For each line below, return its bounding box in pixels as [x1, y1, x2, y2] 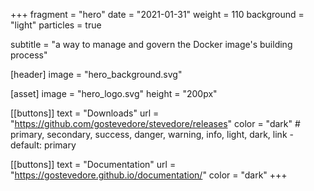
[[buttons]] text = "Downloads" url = [10, 107, 160, 119]
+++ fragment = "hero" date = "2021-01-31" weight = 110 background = [10, 9, 305, 20]
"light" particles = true [10, 19, 102, 31]
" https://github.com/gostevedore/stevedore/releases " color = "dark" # [10, 118, 301, 129]
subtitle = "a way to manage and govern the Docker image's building [10, 39, 293, 50]
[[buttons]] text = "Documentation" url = [10, 159, 177, 170]
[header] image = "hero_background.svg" [10, 69, 183, 80]
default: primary [10, 139, 77, 151]
